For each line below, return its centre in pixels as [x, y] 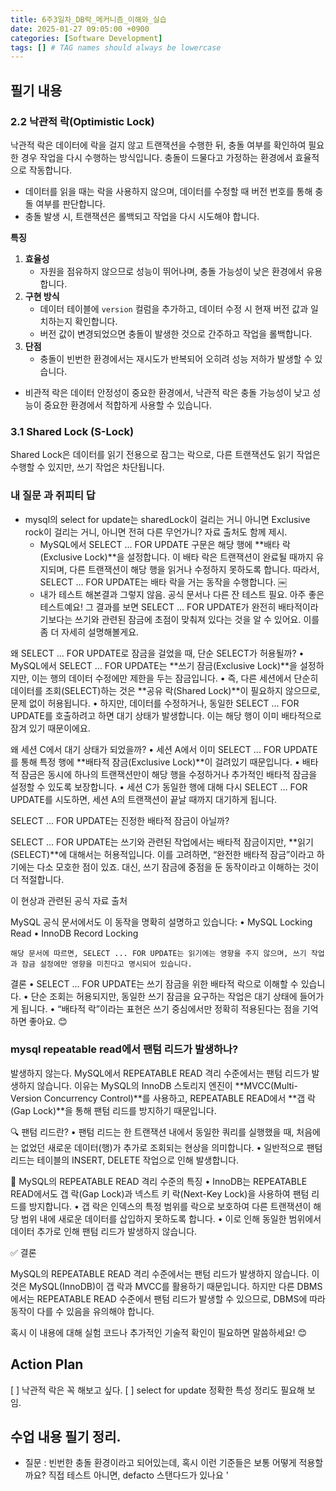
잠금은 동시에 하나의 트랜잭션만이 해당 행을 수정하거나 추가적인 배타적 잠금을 [169, 774]
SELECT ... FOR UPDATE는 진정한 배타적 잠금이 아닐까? [120, 820]
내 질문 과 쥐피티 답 [53, 496]
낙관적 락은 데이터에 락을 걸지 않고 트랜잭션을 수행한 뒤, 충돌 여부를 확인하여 [158, 145]
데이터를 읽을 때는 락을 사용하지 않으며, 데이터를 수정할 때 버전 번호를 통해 [168, 191]
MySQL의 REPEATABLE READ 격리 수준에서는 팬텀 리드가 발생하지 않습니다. [160, 1273]
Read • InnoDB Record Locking [74, 933]
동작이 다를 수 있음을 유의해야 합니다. [82, 1311]
